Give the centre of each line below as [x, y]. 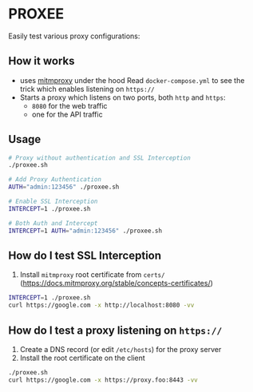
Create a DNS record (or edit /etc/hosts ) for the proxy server [121, 349]
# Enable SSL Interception [53, 202]
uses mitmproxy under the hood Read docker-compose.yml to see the [132, 80]
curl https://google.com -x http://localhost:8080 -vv [101, 305]
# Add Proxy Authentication [55, 180]
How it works [42, 61]
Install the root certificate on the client [82, 358]
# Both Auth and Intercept [53, 223]
